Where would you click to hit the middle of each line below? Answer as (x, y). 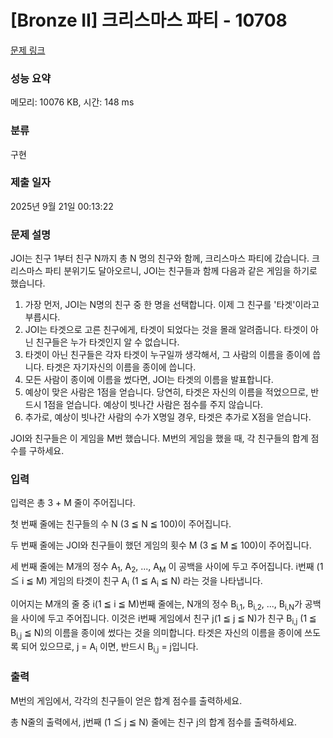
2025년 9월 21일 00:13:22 (62, 206)
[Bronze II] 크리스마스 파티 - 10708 (149, 20)
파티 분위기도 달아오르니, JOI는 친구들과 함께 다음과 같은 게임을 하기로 (181, 271)
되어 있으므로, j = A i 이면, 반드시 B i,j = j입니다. (109, 648)
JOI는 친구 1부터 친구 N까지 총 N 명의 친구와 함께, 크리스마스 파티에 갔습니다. (160, 258)
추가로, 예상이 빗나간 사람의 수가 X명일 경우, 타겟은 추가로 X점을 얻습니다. (168, 417)
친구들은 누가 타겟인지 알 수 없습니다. (107, 342)
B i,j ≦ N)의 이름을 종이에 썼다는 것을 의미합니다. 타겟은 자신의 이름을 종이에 (156, 633)
